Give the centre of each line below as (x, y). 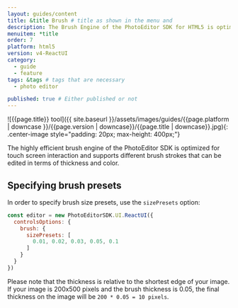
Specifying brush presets (64, 185)
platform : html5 (31, 47)
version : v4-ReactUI (38, 54)
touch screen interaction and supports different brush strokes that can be (114, 156)
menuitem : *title (33, 34)
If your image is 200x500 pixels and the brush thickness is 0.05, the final (113, 289)
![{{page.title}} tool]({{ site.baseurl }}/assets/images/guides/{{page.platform (118, 119)
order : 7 (20, 40)
